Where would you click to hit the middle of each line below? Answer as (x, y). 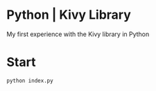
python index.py (30, 81)
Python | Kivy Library (69, 15)
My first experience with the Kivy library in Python (78, 34)
